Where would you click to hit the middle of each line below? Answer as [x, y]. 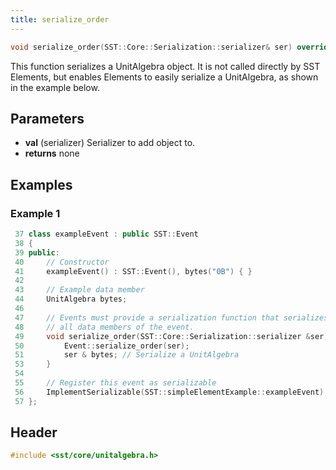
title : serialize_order [60, 19]
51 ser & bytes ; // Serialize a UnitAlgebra [127, 355]
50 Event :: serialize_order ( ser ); [102, 346]
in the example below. [55, 87]
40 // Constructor [62, 262]
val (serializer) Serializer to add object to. [110, 143]
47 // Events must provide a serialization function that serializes [171, 317]
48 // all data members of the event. [104, 327]
